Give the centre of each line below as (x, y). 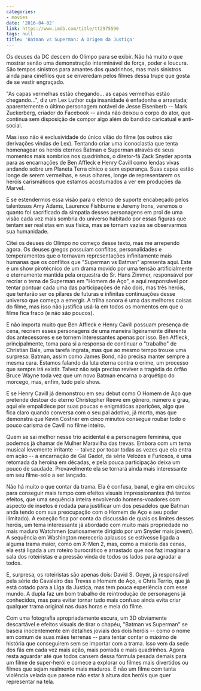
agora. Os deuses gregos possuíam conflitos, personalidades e (84, 249)
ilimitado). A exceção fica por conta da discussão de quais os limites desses (100, 518)
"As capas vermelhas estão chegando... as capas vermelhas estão (88, 94)
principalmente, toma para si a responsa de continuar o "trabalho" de (92, 344)
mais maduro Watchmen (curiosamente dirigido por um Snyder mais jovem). (100, 531)
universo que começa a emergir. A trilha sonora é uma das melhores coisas (99, 300)
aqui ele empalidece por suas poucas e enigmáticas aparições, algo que (95, 406)
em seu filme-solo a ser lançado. (47, 475)
